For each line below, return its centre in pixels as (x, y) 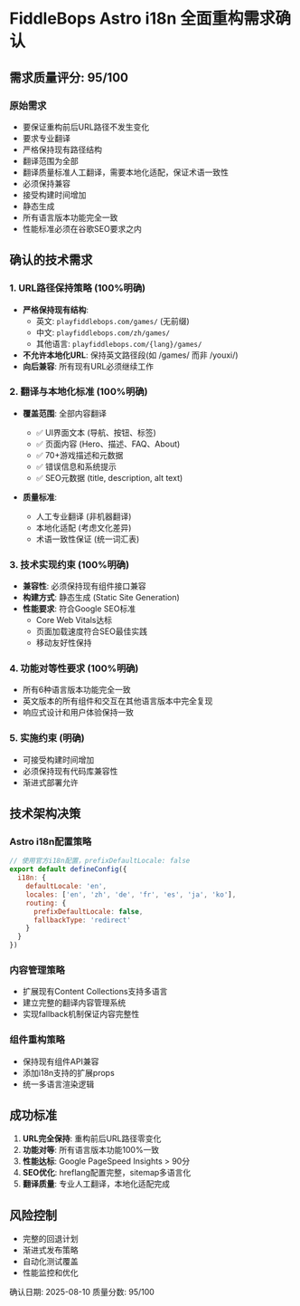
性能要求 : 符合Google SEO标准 (79, 609)
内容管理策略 (37, 970)
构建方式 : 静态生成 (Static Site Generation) (101, 598)
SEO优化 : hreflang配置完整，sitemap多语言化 (107, 1173)
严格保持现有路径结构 (62, 149)
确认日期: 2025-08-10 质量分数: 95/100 (82, 1292)
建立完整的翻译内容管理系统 (74, 1003)
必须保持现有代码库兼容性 (70, 771)
